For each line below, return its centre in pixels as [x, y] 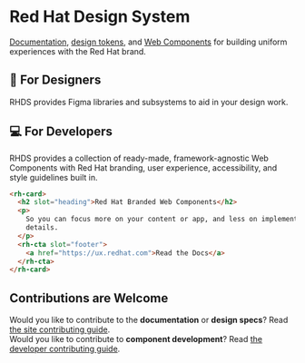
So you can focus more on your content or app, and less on [142, 220]
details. [42, 228]
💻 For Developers [61, 132]
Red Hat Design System [100, 17]
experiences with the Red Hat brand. [78, 51]
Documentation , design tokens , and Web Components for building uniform [148, 42]
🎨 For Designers [55, 80]
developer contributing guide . [65, 349]
